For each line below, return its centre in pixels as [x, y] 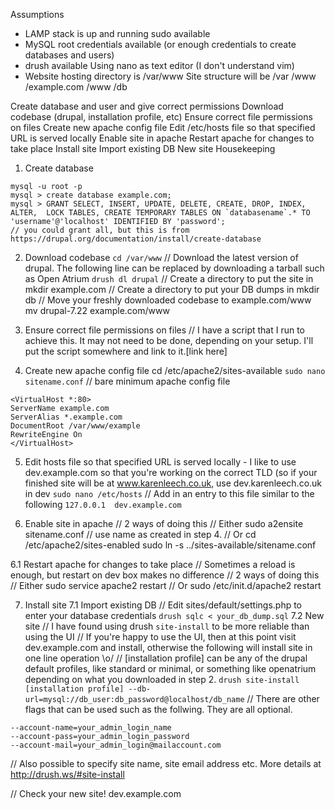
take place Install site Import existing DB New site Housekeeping [143, 148]
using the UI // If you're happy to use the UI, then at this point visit [160, 637]
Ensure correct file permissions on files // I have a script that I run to [165, 330]
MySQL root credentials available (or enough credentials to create [160, 44]
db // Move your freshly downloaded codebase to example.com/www [168, 300]
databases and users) [69, 55]
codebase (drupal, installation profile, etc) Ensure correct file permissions [161, 117]
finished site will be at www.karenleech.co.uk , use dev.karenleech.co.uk [173, 483]
